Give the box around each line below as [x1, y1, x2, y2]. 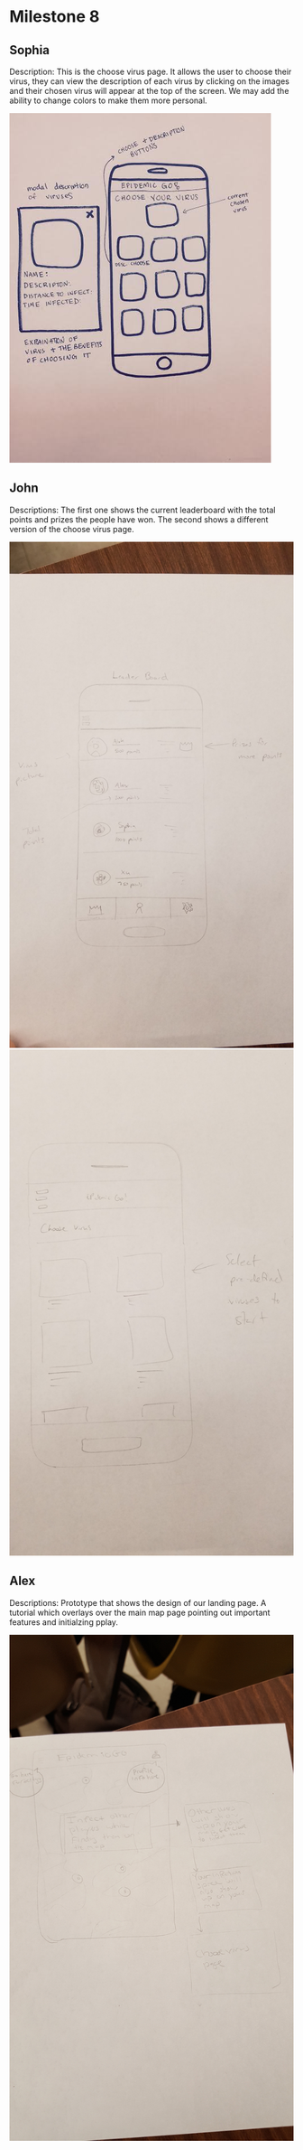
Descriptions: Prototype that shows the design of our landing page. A [9, 1597, 267, 1608]
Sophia [9, 42, 50, 58]
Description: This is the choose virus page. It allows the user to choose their [9, 66, 292, 77]
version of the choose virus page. [9, 523, 134, 534]
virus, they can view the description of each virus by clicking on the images [9, 76, 290, 87]
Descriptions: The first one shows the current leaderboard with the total [9, 504, 276, 515]
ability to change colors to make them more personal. [9, 95, 207, 106]
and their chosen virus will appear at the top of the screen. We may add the [9, 86, 289, 96]
